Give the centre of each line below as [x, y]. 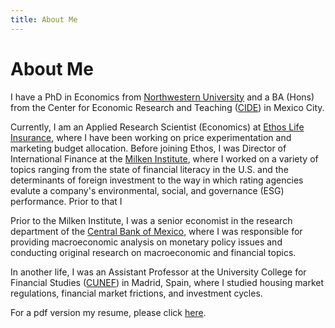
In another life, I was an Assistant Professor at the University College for [158, 272]
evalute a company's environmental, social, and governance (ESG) [147, 190]
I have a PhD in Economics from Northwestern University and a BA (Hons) [162, 97]
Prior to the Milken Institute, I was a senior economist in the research [151, 220]
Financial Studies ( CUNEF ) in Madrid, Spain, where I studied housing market [167, 282]
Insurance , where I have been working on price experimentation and [151, 137]
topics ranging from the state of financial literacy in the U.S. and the [149, 169]
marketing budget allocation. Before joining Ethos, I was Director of [148, 148]
